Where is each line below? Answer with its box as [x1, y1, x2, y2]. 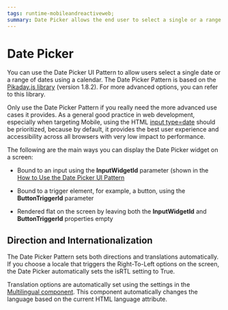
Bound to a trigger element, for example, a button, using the [16, 187, 186, 195]
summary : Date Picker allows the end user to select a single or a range [7, 16, 222, 23]
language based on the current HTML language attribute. [7, 295, 168, 303]
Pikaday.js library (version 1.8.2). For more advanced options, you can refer [7, 83, 218, 91]
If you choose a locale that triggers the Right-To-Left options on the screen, [7, 260, 220, 268]
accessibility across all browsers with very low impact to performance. [7, 133, 206, 141]
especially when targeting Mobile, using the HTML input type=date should [7, 118, 216, 127]
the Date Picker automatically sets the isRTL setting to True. [7, 268, 175, 276]
